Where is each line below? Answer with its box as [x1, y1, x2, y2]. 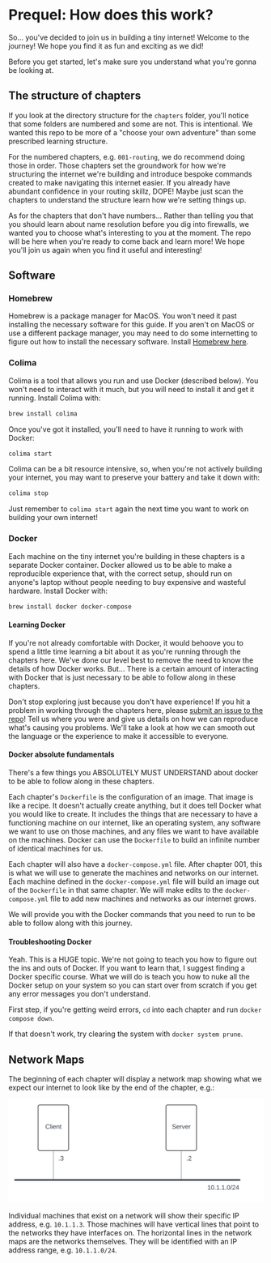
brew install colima [8, 409, 78, 418]
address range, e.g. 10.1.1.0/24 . [8, 1245, 117, 1255]
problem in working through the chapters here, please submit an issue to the [8, 705, 264, 715]
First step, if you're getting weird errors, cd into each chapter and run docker [8, 1005, 262, 1014]
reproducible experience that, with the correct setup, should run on [8, 569, 233, 578]
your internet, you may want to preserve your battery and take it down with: [8, 472, 260, 483]
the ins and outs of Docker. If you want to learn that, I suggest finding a [8, 963, 245, 973]
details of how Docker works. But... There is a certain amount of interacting [8, 664, 259, 673]
